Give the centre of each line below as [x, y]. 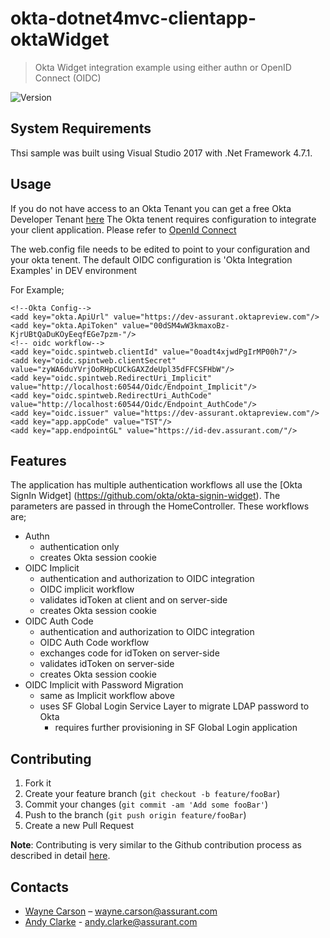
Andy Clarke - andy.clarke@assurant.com [111, 921]
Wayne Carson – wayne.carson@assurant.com [121, 911]
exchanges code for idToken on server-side [129, 653]
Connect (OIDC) [68, 78]
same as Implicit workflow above [107, 696]
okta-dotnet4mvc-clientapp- [133, 18]
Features [38, 460]
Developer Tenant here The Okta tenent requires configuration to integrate [163, 219]
